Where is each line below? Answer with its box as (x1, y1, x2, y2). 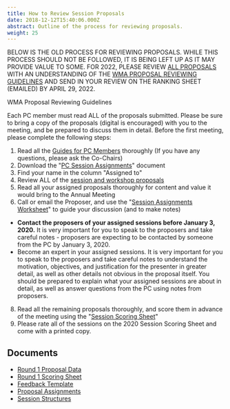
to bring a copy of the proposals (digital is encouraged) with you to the (7, 118, 208, 127)
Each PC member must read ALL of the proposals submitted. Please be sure (7, 112, 223, 120)
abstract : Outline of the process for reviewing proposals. (7, 23, 184, 30)
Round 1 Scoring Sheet (17, 373, 82, 381)
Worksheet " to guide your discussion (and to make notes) (17, 205, 181, 213)
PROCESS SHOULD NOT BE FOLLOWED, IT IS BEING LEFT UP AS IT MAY (7, 56, 216, 64)
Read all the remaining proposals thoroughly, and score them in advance (17, 305, 223, 313)
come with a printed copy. (17, 327, 92, 335)
